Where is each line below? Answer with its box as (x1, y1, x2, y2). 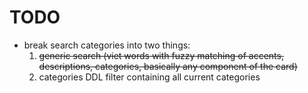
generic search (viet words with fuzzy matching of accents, (38, 49, 284, 61)
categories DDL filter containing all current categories (38, 71, 261, 83)
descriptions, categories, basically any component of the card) (38, 60, 298, 72)
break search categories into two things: (23, 39, 191, 51)
